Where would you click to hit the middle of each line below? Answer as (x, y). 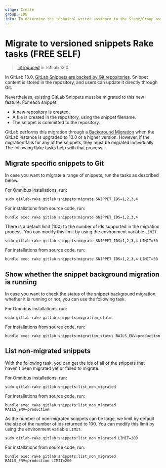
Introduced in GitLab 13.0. (43, 68)
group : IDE (16, 14)
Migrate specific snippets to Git (55, 163)
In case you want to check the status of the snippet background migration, (81, 294)
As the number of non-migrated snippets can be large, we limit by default (80, 419)
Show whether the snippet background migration (82, 274)
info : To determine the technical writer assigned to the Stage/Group (79, 19)
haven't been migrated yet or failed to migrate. (52, 368)
